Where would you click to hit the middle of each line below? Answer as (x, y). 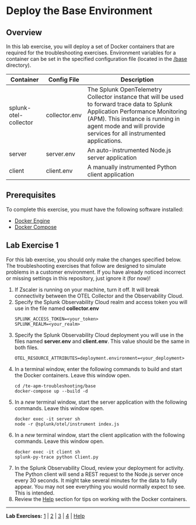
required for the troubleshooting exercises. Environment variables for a (91, 53)
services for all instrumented (126, 133)
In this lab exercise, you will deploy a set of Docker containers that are (90, 46)
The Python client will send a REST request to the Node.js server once (99, 474)
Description (137, 79)
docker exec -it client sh (47, 452)
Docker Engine (32, 220)
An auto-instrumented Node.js (129, 150)
